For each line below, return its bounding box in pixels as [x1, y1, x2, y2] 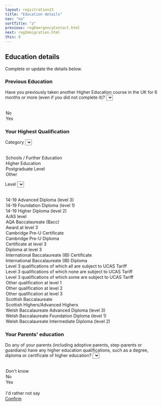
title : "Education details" [5, 12, 63, 17]
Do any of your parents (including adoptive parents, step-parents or [5, 342, 142, 348]
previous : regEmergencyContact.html [5, 26, 80, 30]
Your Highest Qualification [5, 128, 70, 135]
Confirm [5, 396, 22, 402]
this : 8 [5, 35, 21, 40]
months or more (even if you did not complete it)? [5, 94, 106, 100]
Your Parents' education [5, 331, 64, 338]
